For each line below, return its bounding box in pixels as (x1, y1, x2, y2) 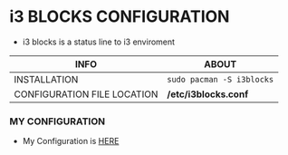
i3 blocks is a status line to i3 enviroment (22, 36, 175, 47)
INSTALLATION (14, 73, 79, 85)
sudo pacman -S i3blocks (167, 74, 274, 84)
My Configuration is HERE (22, 136, 120, 147)
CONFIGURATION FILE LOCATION (14, 88, 158, 101)
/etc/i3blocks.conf (167, 88, 249, 101)
